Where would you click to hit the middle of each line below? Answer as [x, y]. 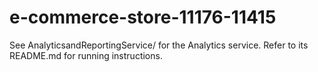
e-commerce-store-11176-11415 [143, 17]
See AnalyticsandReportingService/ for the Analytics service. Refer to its [159, 45]
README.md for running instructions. [86, 55]
